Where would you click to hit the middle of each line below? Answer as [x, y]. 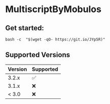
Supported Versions [38, 55]
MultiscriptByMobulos [53, 9]
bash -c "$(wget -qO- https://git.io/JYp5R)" [55, 39]
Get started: [25, 28]
